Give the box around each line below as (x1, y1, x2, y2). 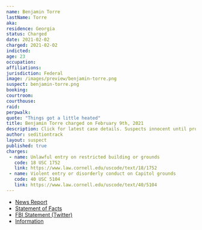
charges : (6, 148, 28, 154)
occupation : (6, 59, 36, 65)
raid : (6, 103, 20, 110)
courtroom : (6, 92, 34, 98)
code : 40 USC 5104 (14, 177, 61, 183)
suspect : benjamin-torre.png (6, 82, 79, 88)
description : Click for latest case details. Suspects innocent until (6, 126, 187, 132)
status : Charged (6, 31, 47, 37)
